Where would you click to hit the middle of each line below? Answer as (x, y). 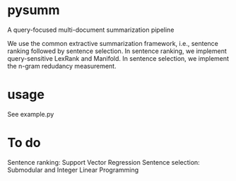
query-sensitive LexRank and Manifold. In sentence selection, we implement (118, 58)
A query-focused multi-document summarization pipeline (91, 30)
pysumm (34, 10)
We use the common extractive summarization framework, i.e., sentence (113, 43)
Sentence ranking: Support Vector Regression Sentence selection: (104, 162)
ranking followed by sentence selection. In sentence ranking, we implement (117, 51)
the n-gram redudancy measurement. (62, 66)
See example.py (31, 114)
